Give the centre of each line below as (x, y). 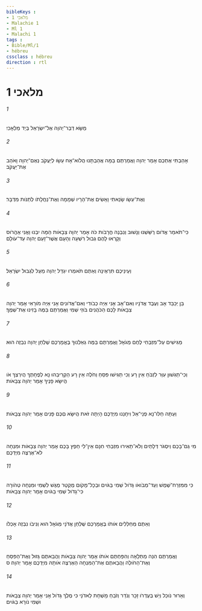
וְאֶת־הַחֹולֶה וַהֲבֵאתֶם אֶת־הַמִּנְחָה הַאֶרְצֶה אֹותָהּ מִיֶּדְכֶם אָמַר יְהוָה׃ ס (78, 563)
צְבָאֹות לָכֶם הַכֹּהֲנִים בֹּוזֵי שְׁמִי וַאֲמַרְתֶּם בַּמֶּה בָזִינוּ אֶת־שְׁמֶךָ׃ (69, 309)
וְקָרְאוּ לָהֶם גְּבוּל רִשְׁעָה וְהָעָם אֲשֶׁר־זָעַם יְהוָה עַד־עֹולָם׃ (64, 238)
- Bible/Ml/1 (23, 46)
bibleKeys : (21, 12)
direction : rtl (27, 62)
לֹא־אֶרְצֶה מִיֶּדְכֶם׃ (24, 452)
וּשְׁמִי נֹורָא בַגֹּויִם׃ (24, 601)
